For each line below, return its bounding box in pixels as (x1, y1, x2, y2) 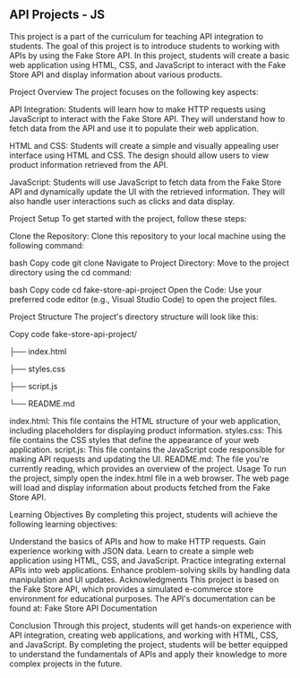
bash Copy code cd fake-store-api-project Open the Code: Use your (9, 284, 262, 295)
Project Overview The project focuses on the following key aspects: (9, 86, 259, 97)
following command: (9, 239, 85, 250)
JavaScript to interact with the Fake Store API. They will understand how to (9, 113, 286, 124)
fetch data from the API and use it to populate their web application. (9, 123, 260, 134)
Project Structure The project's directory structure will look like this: (9, 311, 259, 322)
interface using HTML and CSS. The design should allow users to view (9, 150, 270, 161)
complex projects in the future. (9, 658, 123, 669)
